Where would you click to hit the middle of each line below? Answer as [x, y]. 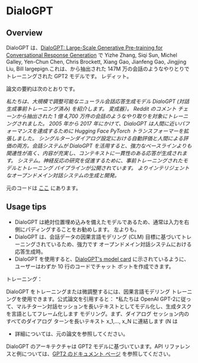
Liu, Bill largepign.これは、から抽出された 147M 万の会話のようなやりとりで [98, 69]
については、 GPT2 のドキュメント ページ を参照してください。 [98, 354]
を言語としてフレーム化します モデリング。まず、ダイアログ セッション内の [98, 314]
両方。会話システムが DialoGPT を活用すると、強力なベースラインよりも [104, 146]
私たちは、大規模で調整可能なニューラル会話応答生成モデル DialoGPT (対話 [98, 101]
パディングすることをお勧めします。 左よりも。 [82, 229]
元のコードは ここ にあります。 [44, 188]
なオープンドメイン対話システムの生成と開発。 [63, 175]
